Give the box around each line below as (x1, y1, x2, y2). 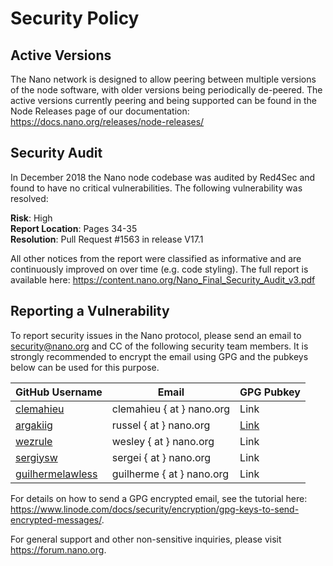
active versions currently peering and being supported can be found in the (10, 95, 317, 106)
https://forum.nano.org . (10, 543, 107, 556)
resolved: (10, 192, 49, 204)
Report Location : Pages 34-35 (10, 222, 138, 234)
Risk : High (10, 212, 53, 224)
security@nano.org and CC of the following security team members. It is (10, 340, 309, 352)
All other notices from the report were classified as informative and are (10, 252, 302, 264)
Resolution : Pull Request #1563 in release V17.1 (10, 233, 204, 245)
